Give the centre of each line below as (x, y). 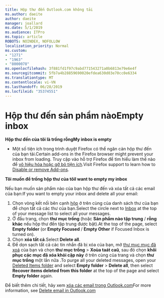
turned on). (23, 234)
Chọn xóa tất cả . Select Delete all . (46, 239)
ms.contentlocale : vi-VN (30, 82)
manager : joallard (24, 23)
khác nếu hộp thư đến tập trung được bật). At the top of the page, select (85, 224)
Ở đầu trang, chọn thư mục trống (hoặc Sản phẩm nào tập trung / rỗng (84, 219)
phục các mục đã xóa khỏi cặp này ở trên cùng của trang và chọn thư (83, 255)
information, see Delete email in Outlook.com (50, 291)
